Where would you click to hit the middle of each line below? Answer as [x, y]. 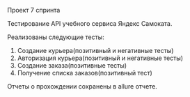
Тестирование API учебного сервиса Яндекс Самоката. [90, 23]
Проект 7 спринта [34, 10]
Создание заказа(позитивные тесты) [72, 65]
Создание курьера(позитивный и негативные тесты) [95, 51]
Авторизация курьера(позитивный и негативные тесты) [100, 58]
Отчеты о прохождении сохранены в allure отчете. [82, 86]
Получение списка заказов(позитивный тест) [85, 73]
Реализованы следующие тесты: [56, 37]
